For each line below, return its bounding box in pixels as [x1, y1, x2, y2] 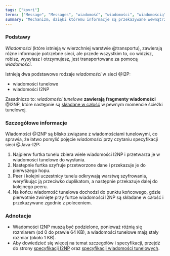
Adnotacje [5, 212, 31, 219]
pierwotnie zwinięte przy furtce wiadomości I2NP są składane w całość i [12, 194, 164, 200]
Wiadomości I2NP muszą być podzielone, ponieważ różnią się [12, 224, 143, 230]
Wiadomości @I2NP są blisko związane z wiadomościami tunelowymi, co [5, 131, 158, 137]
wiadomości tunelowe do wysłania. [12, 156, 86, 162]
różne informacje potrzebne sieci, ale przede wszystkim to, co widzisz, [5, 50, 153, 56]
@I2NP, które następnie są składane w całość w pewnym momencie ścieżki [5, 101, 163, 107]
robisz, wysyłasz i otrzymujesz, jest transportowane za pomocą [5, 56, 138, 62]
